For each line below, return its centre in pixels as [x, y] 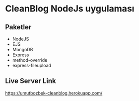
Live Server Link [31, 81]
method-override [30, 60]
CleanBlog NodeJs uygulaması [70, 9]
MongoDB [23, 50]
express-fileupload [32, 65]
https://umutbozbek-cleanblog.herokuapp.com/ [54, 93]
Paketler [18, 27]
